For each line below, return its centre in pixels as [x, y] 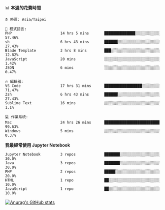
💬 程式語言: [16, 29]
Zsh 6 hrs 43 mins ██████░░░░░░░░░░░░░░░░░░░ [82, 94]
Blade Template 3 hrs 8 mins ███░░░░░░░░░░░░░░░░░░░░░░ [82, 51]
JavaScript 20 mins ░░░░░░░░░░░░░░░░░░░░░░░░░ [82, 59]
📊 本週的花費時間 [23, 8]
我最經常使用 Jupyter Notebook [38, 145]
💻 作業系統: [17, 117]
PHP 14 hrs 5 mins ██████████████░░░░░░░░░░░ [82, 33]
